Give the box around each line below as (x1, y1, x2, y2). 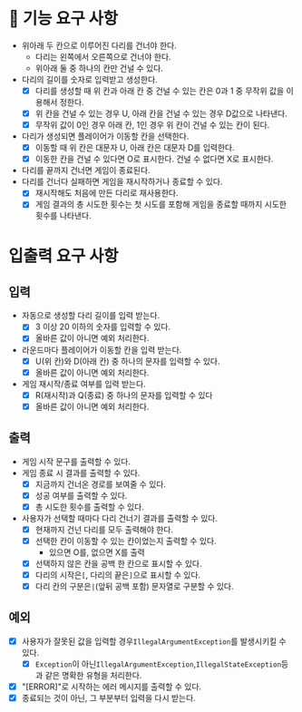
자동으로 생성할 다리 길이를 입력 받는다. (21, 310, 161, 321)
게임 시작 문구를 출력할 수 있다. (21, 455, 131, 467)
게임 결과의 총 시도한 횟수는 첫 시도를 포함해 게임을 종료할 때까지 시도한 (34, 199, 287, 210)
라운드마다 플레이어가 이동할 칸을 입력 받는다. (21, 344, 182, 355)
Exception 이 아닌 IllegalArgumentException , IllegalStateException (34, 658, 282, 669)
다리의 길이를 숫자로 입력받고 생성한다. (21, 73, 158, 84)
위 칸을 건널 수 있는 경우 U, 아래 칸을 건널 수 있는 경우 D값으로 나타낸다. (34, 108, 287, 119)
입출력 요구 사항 (8, 246, 119, 266)
